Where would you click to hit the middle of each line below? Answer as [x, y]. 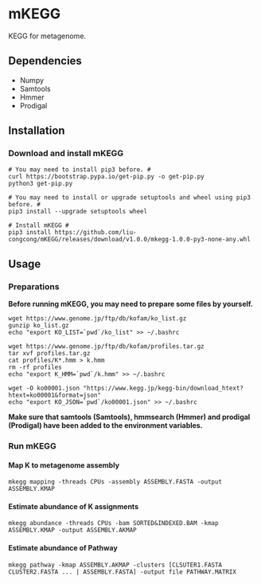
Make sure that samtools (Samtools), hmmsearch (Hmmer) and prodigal [129, 417]
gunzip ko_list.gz [39, 326]
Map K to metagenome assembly [64, 465]
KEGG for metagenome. [47, 36]
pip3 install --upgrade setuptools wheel [78, 212]
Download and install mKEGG [66, 154]
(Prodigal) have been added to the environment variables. [105, 425]
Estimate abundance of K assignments [74, 506]
